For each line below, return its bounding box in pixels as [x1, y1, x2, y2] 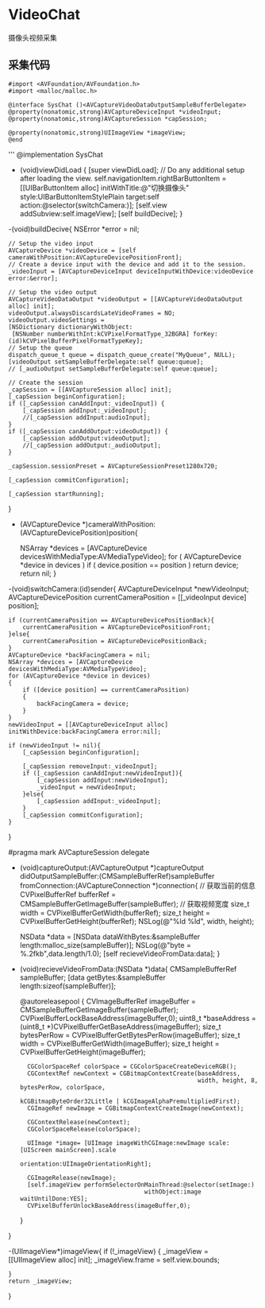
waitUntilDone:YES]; [19, 1194, 88, 1202]
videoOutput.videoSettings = [8, 316, 105, 324]
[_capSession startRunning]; [8, 490, 105, 498]
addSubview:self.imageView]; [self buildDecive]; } [19, 208, 183, 218]
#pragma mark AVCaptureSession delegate [8, 847, 150, 856]
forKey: [193, 330, 218, 338]
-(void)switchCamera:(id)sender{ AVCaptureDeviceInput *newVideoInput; [8, 584, 250, 593]
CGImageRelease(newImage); [27, 1174, 117, 1182]
